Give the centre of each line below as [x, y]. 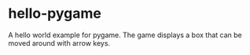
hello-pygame [55, 14]
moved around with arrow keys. [59, 43]
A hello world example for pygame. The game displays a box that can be [125, 35]
